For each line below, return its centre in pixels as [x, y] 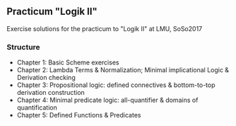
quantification [37, 108]
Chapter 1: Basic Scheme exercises [68, 62]
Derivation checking [46, 78]
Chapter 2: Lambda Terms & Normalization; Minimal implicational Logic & [123, 70]
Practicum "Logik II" [52, 12]
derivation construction [51, 93]
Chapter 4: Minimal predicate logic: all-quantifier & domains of [107, 100]
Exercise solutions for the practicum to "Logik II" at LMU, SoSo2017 [105, 28]
